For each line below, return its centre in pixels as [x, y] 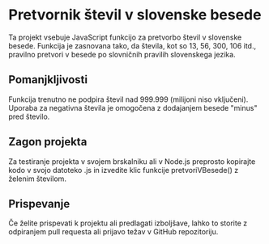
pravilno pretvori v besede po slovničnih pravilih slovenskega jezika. [122, 54]
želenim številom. [38, 179]
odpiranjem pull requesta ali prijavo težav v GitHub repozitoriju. [113, 232]
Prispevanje [39, 204]
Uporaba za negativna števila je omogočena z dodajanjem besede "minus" [133, 107]
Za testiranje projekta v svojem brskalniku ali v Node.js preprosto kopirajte [132, 161]
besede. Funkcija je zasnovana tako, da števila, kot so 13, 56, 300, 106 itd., [132, 45]
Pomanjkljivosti [48, 80]
